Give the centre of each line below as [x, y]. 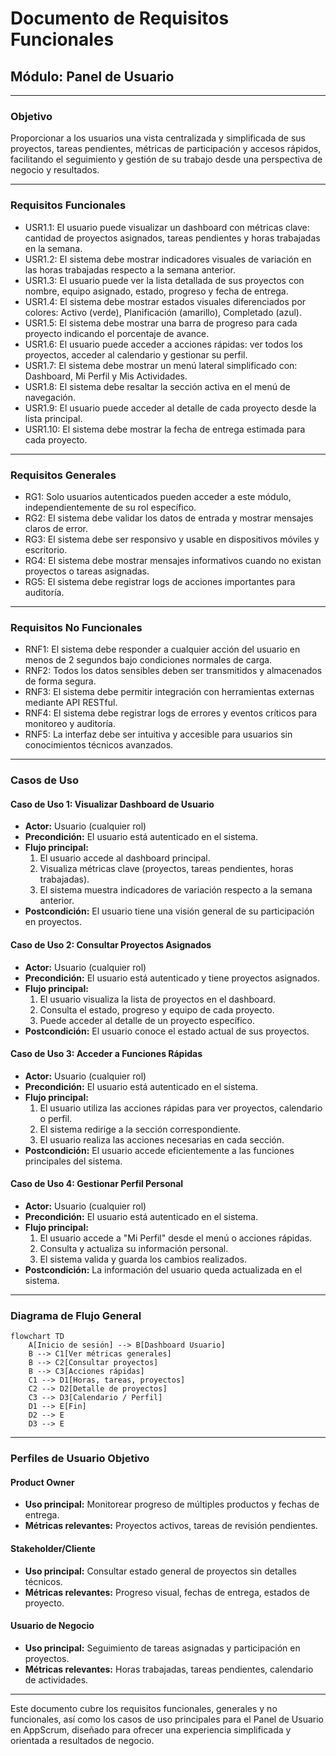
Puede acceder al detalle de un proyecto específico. [147, 1020]
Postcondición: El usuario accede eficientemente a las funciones [159, 1150]
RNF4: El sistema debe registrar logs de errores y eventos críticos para [171, 713]
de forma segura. [60, 681]
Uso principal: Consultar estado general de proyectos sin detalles [160, 1571]
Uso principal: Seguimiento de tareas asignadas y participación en [162, 1648]
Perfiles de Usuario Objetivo [80, 1459]
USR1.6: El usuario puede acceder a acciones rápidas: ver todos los [163, 344]
